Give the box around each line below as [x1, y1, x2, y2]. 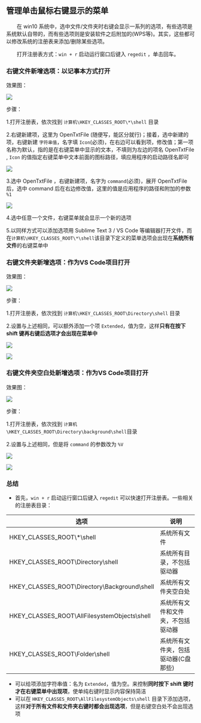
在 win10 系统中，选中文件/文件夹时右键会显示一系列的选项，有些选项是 [17, 23, 193, 30]
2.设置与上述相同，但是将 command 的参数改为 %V [6, 440, 124, 447]
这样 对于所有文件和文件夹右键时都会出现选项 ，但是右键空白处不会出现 [14, 703, 188, 710]
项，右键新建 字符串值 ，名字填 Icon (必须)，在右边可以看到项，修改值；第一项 [6, 138, 194, 146]
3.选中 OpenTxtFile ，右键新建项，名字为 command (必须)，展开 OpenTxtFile [6, 177, 187, 184]
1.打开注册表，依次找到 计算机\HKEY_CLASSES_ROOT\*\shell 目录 [6, 119, 159, 126]
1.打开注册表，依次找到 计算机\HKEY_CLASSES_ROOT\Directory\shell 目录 [6, 310, 181, 317]
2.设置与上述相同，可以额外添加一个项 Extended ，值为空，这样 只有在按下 [6, 322, 186, 329]
